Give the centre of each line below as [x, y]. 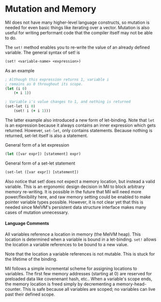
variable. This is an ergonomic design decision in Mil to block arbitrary [75, 186]
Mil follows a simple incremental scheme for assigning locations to [71, 268]
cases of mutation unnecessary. [37, 212]
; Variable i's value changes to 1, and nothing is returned [68, 102]
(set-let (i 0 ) [20, 106]
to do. [11, 38]
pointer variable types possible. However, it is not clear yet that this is [74, 202]
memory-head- [131, 284]
